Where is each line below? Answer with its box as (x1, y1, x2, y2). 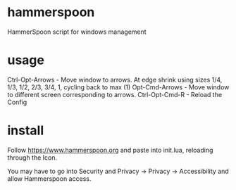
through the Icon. (7, 153, 58, 162)
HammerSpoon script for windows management (7, 27, 147, 36)
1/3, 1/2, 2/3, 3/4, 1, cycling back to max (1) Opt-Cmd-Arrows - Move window (7, 82, 230, 91)
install (7, 122, 44, 139)
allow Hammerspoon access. (7, 174, 92, 183)
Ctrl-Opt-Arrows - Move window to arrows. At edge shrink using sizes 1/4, (7, 75, 223, 84)
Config (7, 98, 27, 106)
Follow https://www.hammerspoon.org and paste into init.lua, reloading (7, 146, 213, 154)
